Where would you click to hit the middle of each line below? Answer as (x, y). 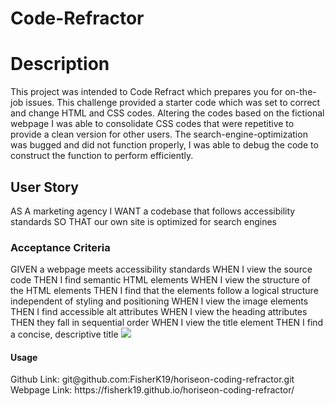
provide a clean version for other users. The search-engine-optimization (159, 134)
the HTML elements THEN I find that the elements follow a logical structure (164, 291)
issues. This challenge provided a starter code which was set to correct (173, 103)
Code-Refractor (77, 18)
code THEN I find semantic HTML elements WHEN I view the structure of (160, 280)
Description (60, 64)
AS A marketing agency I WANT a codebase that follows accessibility (153, 211)
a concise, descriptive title (64, 334)
